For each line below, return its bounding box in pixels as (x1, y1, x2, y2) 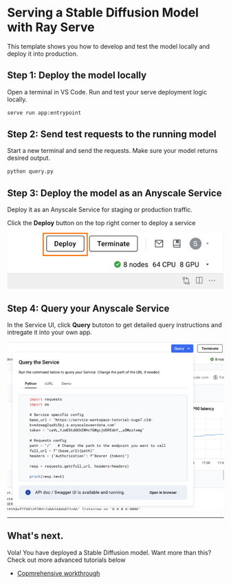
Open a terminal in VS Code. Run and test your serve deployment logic (7, 87, 208, 96)
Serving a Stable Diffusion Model (7, 5, 199, 21)
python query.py (7, 168, 54, 175)
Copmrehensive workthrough (16, 569, 100, 577)
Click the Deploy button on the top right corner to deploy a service (7, 219, 196, 227)
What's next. (7, 530, 64, 542)
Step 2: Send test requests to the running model (7, 129, 217, 140)
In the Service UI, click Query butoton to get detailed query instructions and (7, 320, 222, 328)
